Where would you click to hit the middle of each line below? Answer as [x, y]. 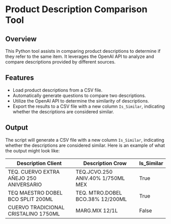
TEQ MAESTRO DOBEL [35, 193]
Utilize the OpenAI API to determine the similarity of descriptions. [81, 101]
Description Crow [105, 163]
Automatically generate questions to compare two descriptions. [79, 95]
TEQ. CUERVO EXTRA [34, 172]
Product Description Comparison [76, 9]
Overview [21, 39]
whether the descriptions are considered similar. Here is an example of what [85, 145]
